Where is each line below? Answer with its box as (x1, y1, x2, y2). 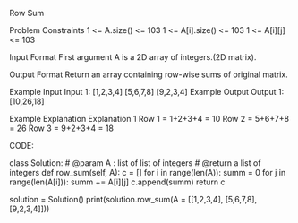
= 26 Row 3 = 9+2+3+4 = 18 (9, 123, 115, 133)
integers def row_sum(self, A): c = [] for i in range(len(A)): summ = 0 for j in (9, 167, 286, 177)
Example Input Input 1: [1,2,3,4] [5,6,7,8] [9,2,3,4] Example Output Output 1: (9, 87, 285, 97)
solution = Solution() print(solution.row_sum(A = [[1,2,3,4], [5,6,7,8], (9, 194, 258, 204)
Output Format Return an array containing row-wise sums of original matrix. (9, 69, 288, 80)
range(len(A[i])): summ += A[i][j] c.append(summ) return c (9, 176, 226, 187)
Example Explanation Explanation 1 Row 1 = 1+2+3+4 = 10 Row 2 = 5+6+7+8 (9, 114, 289, 124)
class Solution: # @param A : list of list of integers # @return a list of (9, 158, 261, 168)
